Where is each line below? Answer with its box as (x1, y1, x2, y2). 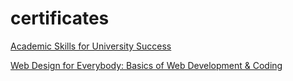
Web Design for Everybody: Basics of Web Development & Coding (10, 59, 283, 71)
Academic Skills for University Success (10, 40, 172, 52)
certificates (10, 7, 110, 30)
